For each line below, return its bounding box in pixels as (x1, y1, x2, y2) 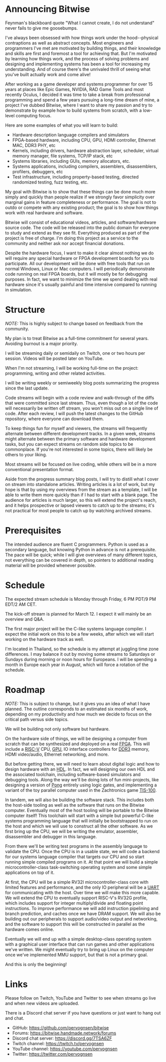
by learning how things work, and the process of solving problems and (5, 55, 149, 61)
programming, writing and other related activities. (5, 370, 106, 376)
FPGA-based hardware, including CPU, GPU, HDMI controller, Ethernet (12, 137, 156, 143)
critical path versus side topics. (5, 716, 69, 722)
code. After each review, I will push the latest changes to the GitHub (5, 410, 143, 416)
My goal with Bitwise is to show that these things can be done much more (5, 189, 156, 194)
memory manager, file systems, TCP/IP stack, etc (12, 152, 113, 159)
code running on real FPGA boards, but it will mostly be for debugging (5, 271, 148, 277)
